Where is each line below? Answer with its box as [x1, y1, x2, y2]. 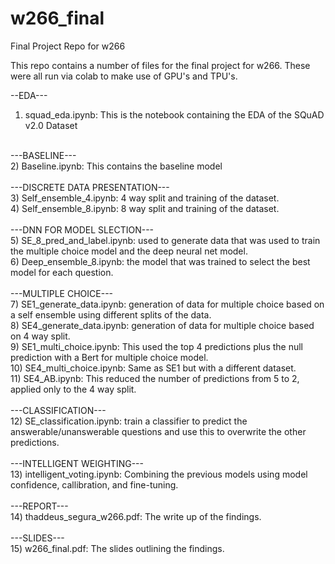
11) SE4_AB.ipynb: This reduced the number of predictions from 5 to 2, [10, 372, 300, 384]
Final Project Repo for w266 [10, 40, 126, 52]
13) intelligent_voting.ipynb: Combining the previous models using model [10, 468, 308, 480]
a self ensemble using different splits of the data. [10, 308, 212, 321]
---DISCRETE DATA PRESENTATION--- [10, 181, 170, 193]
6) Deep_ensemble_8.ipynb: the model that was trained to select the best [10, 255, 311, 267]
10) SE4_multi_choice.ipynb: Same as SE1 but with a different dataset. [10, 362, 297, 374]
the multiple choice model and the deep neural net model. [10, 245, 248, 257]
